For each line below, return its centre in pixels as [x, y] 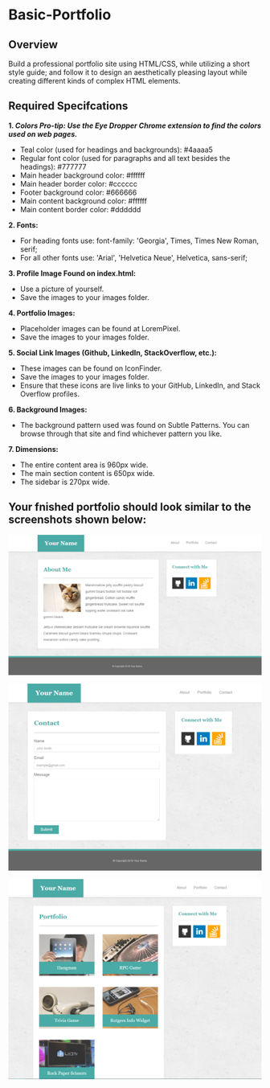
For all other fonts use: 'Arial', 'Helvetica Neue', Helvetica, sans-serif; [133, 257]
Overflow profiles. [50, 394]
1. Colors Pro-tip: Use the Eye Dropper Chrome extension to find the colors [135, 125]
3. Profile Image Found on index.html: [72, 273]
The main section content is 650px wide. [87, 473]
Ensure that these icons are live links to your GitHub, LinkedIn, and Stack [140, 385]
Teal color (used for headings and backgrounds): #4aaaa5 [116, 150]
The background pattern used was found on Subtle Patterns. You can [135, 425]
